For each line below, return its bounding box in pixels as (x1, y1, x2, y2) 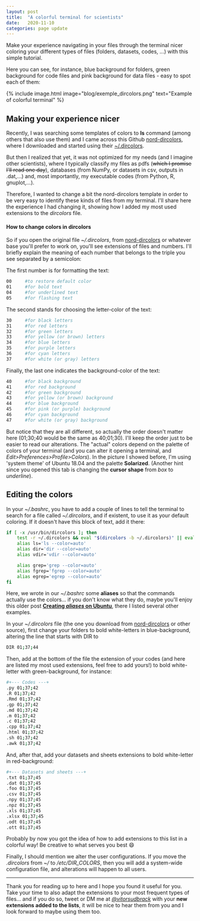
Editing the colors (6, 490, 73, 500)
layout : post (6, 8, 39, 15)
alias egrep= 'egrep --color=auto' (17, 573, 102, 580)
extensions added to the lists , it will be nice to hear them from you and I (6, 902, 184, 909)
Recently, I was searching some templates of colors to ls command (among (6, 129, 191, 137)
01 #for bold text (6, 284, 62, 290)
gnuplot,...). (6, 179, 35, 186)
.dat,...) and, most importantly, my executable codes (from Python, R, (6, 173, 176, 180)
